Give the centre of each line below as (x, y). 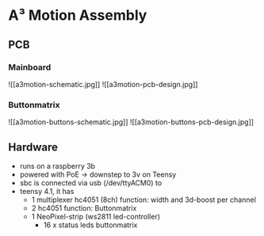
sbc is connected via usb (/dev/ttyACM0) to (91, 183)
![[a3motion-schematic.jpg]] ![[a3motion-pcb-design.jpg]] (103, 84)
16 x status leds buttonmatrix (90, 225)
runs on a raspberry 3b (57, 166)
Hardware (33, 147)
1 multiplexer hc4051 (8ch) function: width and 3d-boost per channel (143, 200)
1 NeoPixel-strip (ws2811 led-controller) (96, 216)
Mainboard (30, 67)
